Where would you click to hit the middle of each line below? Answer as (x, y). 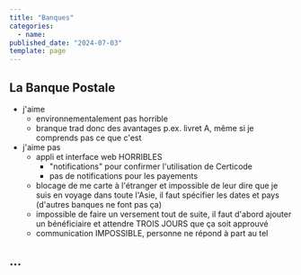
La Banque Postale (62, 88)
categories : (31, 26)
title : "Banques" (42, 18)
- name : (32, 34)
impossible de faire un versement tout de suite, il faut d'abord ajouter (164, 214)
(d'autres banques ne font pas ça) (99, 204)
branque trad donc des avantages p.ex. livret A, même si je (145, 128)
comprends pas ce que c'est (89, 137)
